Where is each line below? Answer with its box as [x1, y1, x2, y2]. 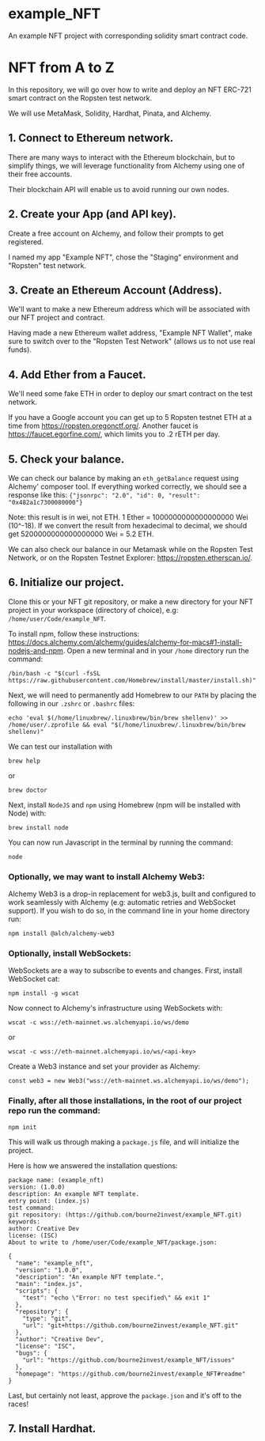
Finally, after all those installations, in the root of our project [8, 1095, 242, 1106]
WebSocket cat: [8, 974, 60, 984]
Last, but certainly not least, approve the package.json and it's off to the [8, 1390, 242, 1400]
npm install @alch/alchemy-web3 [8, 930, 115, 938]
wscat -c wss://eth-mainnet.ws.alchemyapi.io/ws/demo [8, 1019, 190, 1027]
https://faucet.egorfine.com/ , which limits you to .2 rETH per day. [8, 429, 220, 439]
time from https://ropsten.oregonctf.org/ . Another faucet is [8, 421, 199, 431]
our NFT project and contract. [8, 313, 105, 323]
